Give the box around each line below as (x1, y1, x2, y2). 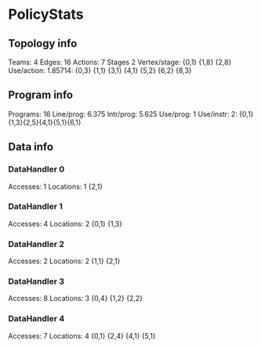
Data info (8, 140, 53, 154)
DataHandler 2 (8, 238, 65, 249)
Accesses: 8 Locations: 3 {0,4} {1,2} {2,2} (8, 294, 143, 303)
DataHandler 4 (8, 314, 65, 324)
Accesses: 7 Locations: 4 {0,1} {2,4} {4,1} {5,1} (8, 331, 156, 340)
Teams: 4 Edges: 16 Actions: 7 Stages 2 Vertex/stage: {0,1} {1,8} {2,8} (8, 57, 232, 67)
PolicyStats (8, 5, 84, 24)
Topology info (8, 37, 78, 50)
